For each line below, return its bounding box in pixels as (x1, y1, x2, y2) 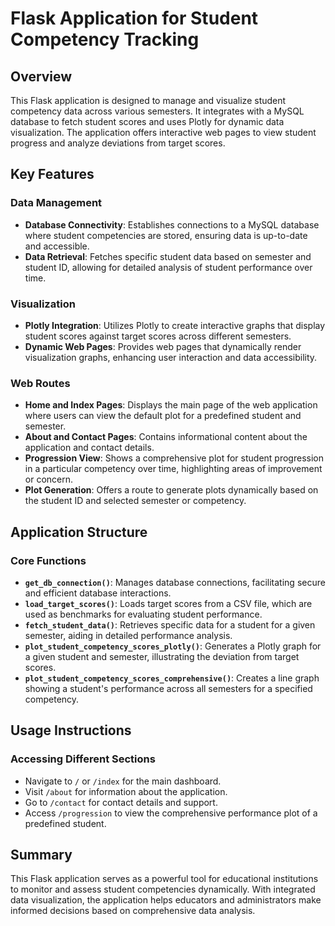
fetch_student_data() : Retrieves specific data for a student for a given (24, 618, 316, 631)
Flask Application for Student (10, 7, 259, 30)
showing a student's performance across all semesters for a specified (24, 682, 313, 694)
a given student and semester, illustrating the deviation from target (24, 650, 300, 662)
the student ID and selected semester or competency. (24, 495, 247, 507)
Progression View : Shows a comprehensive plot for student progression (24, 452, 324, 464)
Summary (10, 847, 73, 864)
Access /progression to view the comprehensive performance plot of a (24, 807, 318, 819)
